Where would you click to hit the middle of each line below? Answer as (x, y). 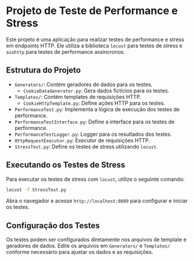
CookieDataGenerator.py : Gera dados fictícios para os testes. (96, 90)
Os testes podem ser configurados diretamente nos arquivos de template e (96, 240)
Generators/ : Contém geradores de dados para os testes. (84, 84)
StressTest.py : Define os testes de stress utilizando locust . (86, 146)
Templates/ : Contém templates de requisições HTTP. (78, 97)
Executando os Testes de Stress (66, 165)
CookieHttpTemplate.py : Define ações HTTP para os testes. (94, 103)
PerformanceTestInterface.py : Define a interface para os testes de (94, 122)
